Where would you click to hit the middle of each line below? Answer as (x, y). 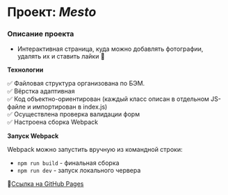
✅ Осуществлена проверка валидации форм (74, 114)
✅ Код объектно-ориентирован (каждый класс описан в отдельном (108, 99)
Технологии (25, 70)
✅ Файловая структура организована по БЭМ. (76, 84)
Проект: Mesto (52, 12)
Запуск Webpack (33, 136)
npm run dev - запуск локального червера (79, 171)
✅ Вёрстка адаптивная (41, 91)
